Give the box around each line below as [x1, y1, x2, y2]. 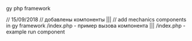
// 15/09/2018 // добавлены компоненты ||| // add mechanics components [6, 16, 187, 23]
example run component [6, 28, 66, 35]
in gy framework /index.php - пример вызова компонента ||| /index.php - [6, 23, 186, 29]
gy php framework [6, 5, 51, 12]
